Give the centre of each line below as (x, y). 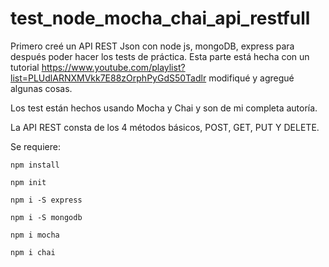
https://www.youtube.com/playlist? (113, 67)
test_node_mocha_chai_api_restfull (160, 18)
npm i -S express (46, 200)
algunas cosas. (41, 88)
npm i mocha (35, 235)
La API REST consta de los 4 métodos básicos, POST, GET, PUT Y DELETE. (165, 127)
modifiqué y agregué (251, 78)
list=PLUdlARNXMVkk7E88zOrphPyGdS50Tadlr (108, 78)
